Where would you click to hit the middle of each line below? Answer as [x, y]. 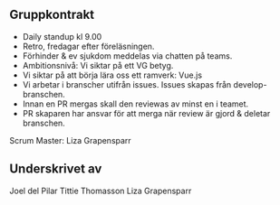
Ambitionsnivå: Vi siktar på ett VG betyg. [98, 65]
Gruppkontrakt [52, 15]
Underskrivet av [56, 169]
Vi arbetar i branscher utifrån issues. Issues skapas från [127, 84]
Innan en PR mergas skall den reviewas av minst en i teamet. [135, 104]
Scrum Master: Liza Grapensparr [70, 140]
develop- [250, 84]
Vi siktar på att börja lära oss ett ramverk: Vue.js [112, 75]
